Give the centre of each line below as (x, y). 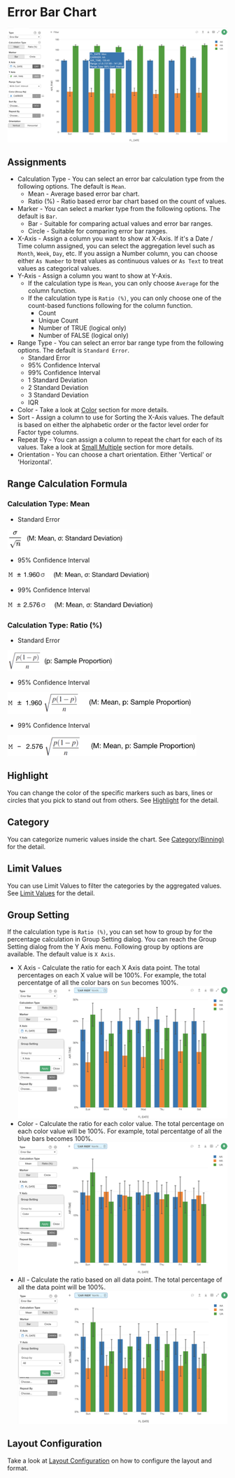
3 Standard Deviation (58, 395)
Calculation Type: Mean (49, 504)
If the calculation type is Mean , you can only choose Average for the (123, 283)
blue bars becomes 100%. (55, 1138)
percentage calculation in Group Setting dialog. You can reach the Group (112, 940)
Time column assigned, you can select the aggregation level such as (116, 246)
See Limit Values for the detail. (51, 893)
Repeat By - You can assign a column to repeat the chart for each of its (120, 440)
